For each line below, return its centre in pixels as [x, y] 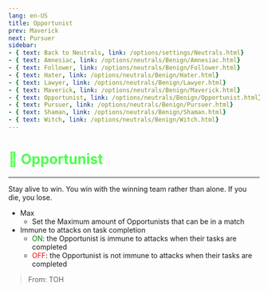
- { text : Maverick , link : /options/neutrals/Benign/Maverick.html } [124, 90]
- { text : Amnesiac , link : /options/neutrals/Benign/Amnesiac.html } [124, 61]
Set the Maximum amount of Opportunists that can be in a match [138, 221]
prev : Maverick [33, 30]
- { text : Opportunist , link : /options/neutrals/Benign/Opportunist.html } [135, 98]
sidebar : [23, 46]
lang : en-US [28, 16]
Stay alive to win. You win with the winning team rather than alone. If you [128, 189]
